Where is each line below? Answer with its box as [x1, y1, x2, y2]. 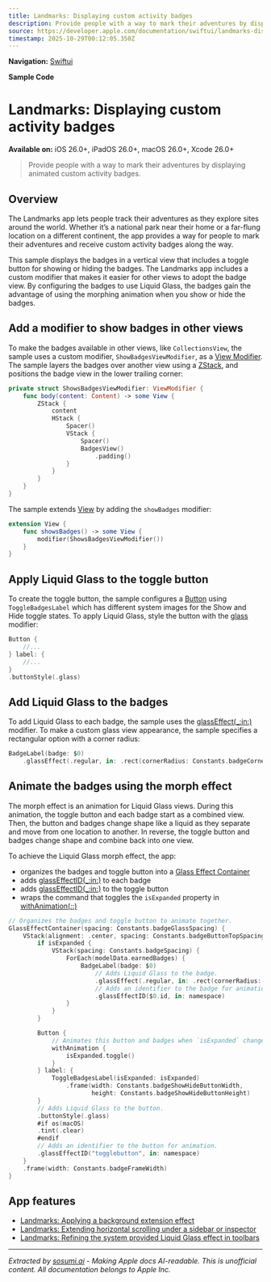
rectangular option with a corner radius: [8, 734, 140, 744]
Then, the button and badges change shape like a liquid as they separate [8, 818, 251, 827]
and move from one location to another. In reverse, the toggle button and [8, 827, 250, 836]
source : [8, 27, 35, 35]
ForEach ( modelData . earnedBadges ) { [65, 954, 186, 963]
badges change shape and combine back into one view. [8, 835, 194, 845]
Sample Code [8, 72, 55, 82]
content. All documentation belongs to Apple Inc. [8, 1265, 171, 1275]
